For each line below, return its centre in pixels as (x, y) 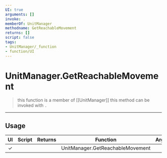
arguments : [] (20, 14)
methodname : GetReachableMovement (41, 28)
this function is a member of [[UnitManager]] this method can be (83, 100)
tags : (11, 42)
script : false (20, 38)
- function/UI (20, 51)
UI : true (14, 10)
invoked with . (32, 105)
